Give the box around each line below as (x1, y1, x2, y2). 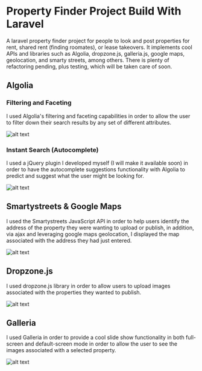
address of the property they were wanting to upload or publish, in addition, (6, 224, 194, 231)
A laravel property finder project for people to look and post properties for (6, 37, 190, 44)
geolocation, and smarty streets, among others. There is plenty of (6, 56, 170, 64)
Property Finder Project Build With (6, 4, 181, 18)
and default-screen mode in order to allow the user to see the (24, 340, 178, 347)
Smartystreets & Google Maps (6, 202, 122, 212)
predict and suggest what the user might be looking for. (6, 172, 145, 179)
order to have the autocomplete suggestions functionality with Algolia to (6, 165, 186, 173)
